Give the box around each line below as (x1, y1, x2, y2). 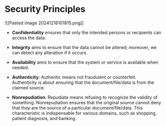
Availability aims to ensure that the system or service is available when (11, 59, 159, 65)
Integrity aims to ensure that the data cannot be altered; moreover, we (11, 44, 157, 50)
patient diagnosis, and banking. (11, 115, 77, 121)
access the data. (11, 35, 46, 41)
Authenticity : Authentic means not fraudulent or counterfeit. (11, 74, 137, 80)
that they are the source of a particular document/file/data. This (11, 105, 143, 111)
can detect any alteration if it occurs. (11, 50, 88, 56)
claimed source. (11, 84, 45, 90)
